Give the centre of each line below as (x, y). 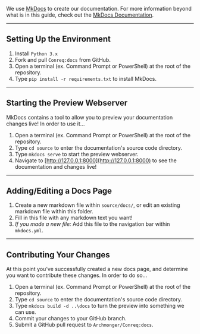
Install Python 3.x (36, 53)
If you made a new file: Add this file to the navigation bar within (92, 224)
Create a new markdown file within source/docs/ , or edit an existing (97, 205)
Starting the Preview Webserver (67, 103)
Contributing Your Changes (58, 255)
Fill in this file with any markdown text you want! (74, 218)
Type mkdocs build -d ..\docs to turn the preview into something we (99, 306)
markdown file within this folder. (54, 212)
